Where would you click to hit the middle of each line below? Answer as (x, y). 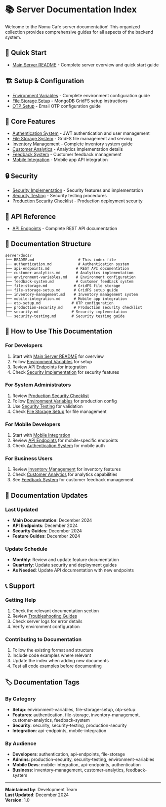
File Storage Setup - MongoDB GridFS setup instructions (70, 101)
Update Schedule (26, 549)
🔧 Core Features (30, 121)
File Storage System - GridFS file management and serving (72, 139)
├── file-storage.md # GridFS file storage (63, 286)
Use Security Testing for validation (47, 406)
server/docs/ (19, 255)
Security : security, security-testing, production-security (69, 725)
